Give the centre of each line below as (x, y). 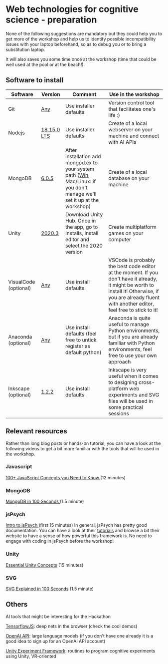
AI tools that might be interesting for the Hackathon (58, 616)
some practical (126, 407)
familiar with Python (132, 343)
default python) (83, 352)
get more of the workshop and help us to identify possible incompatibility (81, 39)
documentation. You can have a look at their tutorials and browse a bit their (83, 531)
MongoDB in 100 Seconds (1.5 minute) (45, 501)
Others (17, 604)
